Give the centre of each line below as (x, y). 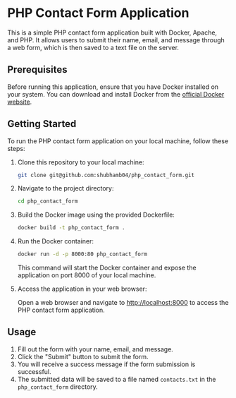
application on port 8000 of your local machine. (87, 275)
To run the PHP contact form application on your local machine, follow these (118, 141)
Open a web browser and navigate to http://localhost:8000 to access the (123, 303)
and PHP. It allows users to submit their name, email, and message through (116, 40)
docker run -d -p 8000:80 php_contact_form (82, 254)
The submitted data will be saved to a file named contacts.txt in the (117, 379)
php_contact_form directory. (58, 387)
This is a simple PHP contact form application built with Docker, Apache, (112, 32)
